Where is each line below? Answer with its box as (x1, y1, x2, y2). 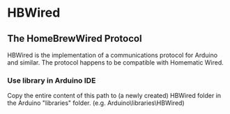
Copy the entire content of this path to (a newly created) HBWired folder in (7, 92, 222, 100)
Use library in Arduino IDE (7, 75, 96, 85)
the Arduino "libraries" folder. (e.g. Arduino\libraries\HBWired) (7, 99, 185, 107)
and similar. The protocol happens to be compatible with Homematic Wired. (7, 58, 224, 67)
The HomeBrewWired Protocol (7, 33, 142, 44)
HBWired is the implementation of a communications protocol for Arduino (7, 51, 218, 59)
